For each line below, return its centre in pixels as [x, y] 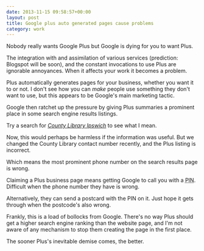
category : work [26, 29]
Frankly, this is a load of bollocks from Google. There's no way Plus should [100, 217]
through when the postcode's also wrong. [59, 205]
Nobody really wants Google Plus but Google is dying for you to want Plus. [100, 46]
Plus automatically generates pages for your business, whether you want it [100, 83]
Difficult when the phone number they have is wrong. [73, 187]
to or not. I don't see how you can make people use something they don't [98, 89]
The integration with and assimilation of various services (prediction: [92, 58]
